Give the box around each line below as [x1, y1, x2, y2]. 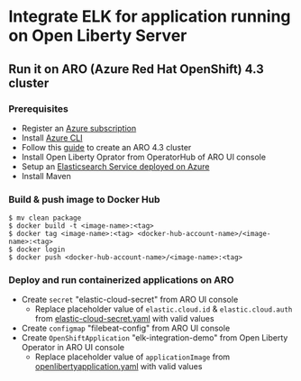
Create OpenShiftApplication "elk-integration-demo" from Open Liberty [21, 332, 288, 343]
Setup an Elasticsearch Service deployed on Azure [21, 160, 210, 172]
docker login [16, 245, 66, 254]
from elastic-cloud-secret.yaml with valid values [34, 313, 214, 324]
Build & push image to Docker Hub [8, 193, 160, 205]
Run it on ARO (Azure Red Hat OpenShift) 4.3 [8, 61, 265, 77]
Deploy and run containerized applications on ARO [8, 274, 235, 286]
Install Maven [21, 170, 71, 181]
